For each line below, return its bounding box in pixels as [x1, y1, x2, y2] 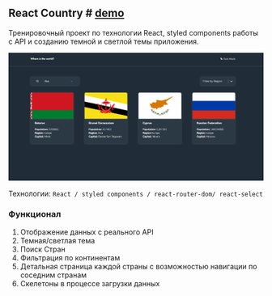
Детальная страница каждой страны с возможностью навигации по [19, 261, 257, 271]
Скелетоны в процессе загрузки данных [19, 278, 160, 288]
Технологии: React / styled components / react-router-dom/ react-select [8, 188, 263, 198]
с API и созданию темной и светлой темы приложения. [8, 36, 199, 46]
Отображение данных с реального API [19, 226, 154, 237]
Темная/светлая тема [19, 235, 96, 245]
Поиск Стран [19, 244, 66, 254]
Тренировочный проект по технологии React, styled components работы [8, 27, 259, 37]
